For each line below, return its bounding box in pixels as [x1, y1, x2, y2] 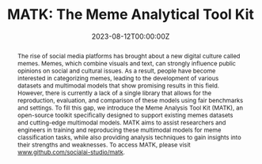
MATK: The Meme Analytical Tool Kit [6, 6, 255, 24]
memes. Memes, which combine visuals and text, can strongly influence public [17, 59, 237, 68]
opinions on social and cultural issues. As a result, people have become [17, 66, 216, 75]
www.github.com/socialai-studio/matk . [17, 147, 126, 156]
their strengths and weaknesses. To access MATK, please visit [17, 140, 191, 149]
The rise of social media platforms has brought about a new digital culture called [17, 51, 241, 60]
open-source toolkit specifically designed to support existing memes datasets [17, 110, 234, 119]
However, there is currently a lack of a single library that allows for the [17, 88, 212, 97]
